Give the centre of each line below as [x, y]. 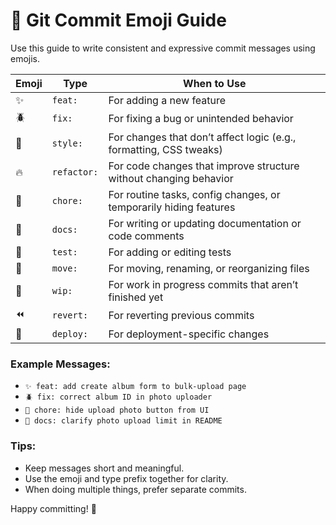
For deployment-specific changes [189, 334]
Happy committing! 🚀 [53, 508]
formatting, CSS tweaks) [165, 149]
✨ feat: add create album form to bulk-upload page [135, 387]
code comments [146, 236]
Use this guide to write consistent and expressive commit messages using [163, 48]
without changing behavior [171, 178]
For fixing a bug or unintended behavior [201, 119]
